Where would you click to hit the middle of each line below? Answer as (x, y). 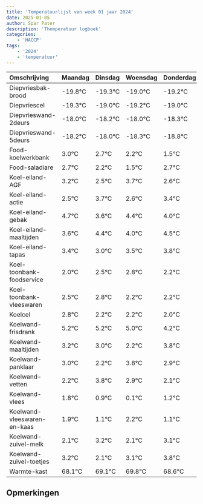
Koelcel (20, 314)
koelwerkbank (29, 157)
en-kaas (22, 426)
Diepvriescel (27, 105)
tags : (13, 46)
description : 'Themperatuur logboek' (54, 29)
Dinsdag (107, 78)
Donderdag (179, 78)
